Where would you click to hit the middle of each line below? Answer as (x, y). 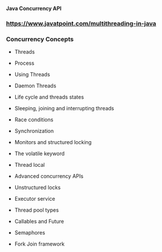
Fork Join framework (40, 244)
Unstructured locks (38, 188)
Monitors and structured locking (53, 142)
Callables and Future (39, 222)
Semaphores (30, 233)
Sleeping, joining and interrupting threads (64, 108)
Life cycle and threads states (49, 97)
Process (24, 63)
